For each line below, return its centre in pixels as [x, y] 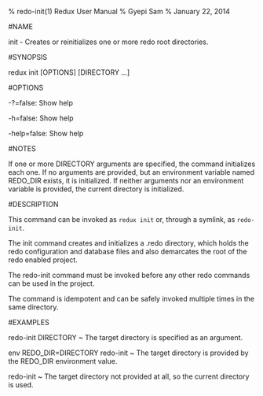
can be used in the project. [51, 283]
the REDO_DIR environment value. [63, 361]
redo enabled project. [43, 260]
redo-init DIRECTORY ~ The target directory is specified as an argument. [126, 337]
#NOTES [22, 148]
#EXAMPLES [29, 322]
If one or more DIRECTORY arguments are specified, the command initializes [132, 164]
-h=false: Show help [41, 118]
